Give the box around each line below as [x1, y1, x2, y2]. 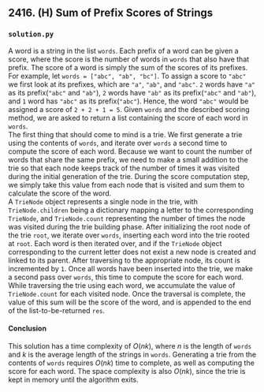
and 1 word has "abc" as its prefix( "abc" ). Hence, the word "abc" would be [8, 96, 249, 106]
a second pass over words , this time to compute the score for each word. [8, 272, 244, 282]
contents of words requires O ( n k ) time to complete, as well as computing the [8, 358, 255, 368]
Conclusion [8, 323, 47, 334]
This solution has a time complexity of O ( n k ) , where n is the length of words [8, 341, 252, 350]
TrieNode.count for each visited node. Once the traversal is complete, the [8, 289, 246, 298]
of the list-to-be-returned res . [8, 305, 105, 315]
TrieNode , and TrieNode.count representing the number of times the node [8, 213, 246, 223]
